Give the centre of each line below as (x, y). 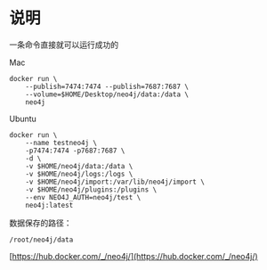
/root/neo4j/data (41, 240)
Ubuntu (23, 119)
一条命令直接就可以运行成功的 (64, 45)
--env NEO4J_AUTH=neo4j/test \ (83, 197)
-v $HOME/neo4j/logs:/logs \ (79, 174)
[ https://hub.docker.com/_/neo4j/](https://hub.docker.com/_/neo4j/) (133, 256)
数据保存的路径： (40, 223)
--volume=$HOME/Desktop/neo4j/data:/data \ (107, 94)
